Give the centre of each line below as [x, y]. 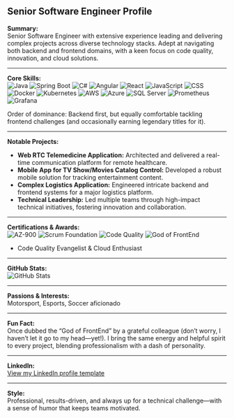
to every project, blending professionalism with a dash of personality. [106, 345]
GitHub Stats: [27, 268]
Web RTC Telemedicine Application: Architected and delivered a [111, 155]
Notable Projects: [33, 141]
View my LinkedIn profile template [56, 373]
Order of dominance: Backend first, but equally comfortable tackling [105, 114]
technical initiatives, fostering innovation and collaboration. [102, 207]
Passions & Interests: [38, 296]
